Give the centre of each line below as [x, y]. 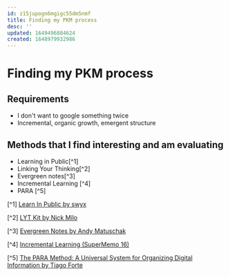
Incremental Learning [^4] [54, 183]
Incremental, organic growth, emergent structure [86, 123]
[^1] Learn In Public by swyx [47, 204]
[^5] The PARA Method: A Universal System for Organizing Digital [100, 257]
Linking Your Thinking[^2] [54, 168]
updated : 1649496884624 [41, 33]
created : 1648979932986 [41, 39]
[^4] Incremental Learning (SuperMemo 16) [68, 244]
